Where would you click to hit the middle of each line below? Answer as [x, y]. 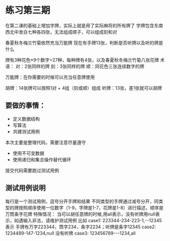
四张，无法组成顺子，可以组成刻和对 [79, 32]
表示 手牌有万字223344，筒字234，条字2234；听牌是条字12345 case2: [81, 227]
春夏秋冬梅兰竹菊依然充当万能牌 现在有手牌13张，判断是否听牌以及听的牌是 [84, 43]
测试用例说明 [26, 188]
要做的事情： [26, 106]
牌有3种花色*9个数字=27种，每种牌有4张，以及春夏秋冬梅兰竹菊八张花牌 [82, 60]
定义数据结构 [26, 119]
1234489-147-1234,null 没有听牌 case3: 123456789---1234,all [71, 233]
